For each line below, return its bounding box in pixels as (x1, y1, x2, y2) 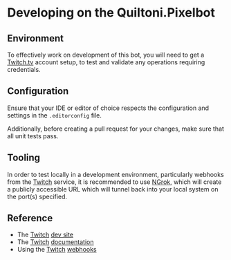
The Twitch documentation (17, 238, 94, 246)
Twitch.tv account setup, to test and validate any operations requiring (7, 58, 205, 66)
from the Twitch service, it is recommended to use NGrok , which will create (7, 178, 222, 186)
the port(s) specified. (7, 192, 68, 201)
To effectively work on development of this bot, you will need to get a (7, 50, 205, 59)
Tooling (7, 152, 40, 164)
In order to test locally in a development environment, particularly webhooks (7, 170, 225, 178)
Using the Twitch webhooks (17, 245, 97, 254)
